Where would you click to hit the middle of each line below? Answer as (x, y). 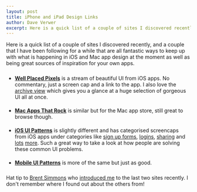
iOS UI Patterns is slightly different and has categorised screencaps (96, 130)
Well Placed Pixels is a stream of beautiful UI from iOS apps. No (92, 78)
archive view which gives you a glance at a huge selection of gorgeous (100, 91)
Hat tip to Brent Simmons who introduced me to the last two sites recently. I (97, 178)
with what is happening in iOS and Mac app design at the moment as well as (98, 57)
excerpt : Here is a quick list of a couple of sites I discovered (89, 28)
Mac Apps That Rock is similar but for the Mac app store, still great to (99, 111)
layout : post (22, 11)
